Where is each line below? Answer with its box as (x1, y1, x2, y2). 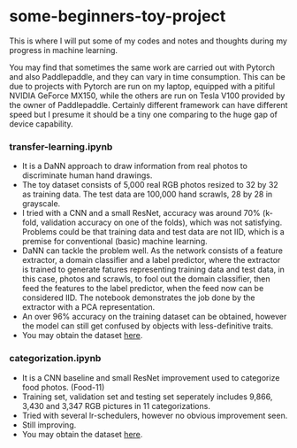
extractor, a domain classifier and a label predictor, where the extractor (21, 255, 281, 266)
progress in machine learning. (9, 44, 118, 55)
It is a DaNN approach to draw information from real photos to (21, 161, 247, 172)
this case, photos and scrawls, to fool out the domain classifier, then (21, 274, 270, 284)
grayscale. (21, 198, 61, 209)
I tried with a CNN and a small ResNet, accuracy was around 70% (21, 208, 261, 219)
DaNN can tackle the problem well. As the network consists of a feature (21, 245, 283, 256)
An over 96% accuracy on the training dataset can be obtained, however (21, 312, 287, 322)
